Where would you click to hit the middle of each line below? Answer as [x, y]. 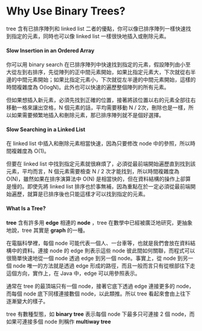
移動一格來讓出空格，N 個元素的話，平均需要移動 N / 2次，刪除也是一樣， [97, 108]
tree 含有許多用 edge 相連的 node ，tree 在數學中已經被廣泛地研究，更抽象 [99, 222]
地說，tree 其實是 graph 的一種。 [47, 230]
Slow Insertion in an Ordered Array [50, 50]
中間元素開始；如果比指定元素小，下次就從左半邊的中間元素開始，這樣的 [106, 80]
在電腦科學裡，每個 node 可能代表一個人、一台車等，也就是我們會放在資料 [98, 243]
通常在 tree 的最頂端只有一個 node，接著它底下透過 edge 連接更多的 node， [100, 286]
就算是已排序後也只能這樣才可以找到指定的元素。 [87, 194]
